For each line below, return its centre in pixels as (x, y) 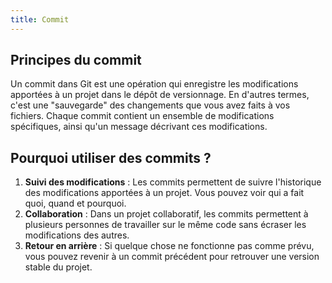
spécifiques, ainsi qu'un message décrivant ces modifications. (139, 127)
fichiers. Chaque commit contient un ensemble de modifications (142, 116)
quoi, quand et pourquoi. (75, 203)
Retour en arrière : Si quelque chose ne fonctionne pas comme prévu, (169, 246)
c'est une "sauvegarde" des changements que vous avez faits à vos (150, 105)
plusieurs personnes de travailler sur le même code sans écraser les (165, 225)
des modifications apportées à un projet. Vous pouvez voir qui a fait (164, 193)
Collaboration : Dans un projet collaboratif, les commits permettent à (166, 214)
